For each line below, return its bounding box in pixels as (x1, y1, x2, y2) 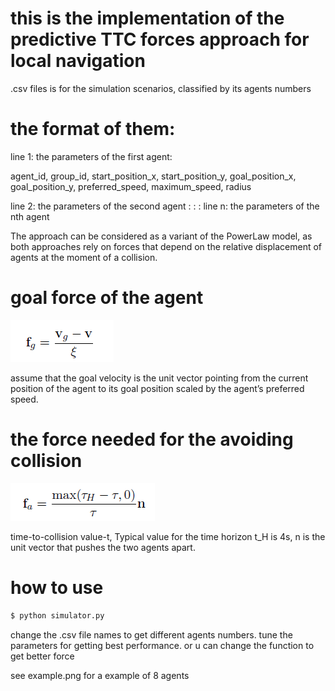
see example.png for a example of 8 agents (10, 669, 190, 681)
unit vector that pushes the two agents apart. (10, 541, 196, 553)
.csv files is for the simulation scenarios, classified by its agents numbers (10, 82, 312, 94)
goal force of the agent (10, 287, 204, 309)
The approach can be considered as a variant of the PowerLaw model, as (10, 230, 313, 242)
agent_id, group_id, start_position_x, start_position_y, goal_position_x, (10, 170, 297, 182)
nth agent (10, 210, 50, 222)
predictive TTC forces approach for (10, 28, 310, 51)
